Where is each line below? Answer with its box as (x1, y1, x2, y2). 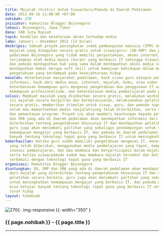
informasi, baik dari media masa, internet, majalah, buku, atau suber (9, 80, 159, 85)
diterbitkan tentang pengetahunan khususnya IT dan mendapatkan (9, 121, 143, 126)
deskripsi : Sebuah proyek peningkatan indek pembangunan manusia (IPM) (5, 43, 154, 48)
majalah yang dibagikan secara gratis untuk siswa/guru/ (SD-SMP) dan (9, 48, 156, 53)
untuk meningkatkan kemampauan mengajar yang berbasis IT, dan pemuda (9, 180, 156, 185)
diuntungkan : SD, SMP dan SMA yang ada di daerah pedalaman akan (5, 166, 141, 171)
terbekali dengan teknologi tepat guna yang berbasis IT (9, 157, 128, 162)
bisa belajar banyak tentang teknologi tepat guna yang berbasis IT (9, 184, 152, 189)
